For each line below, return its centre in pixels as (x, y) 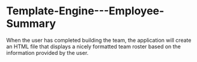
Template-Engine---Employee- (85, 11)
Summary (31, 24)
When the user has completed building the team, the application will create (99, 40)
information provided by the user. (47, 52)
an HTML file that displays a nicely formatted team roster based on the (94, 46)
